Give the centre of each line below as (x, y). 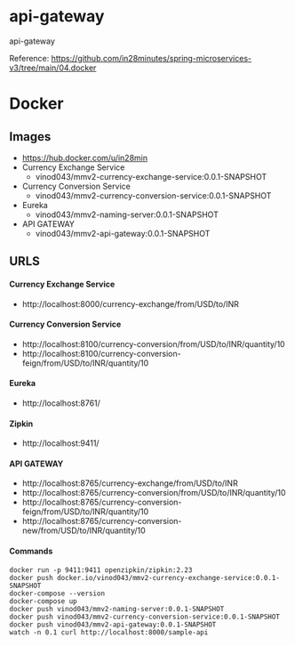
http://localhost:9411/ (60, 443)
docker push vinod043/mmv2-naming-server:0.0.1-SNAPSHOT (117, 609)
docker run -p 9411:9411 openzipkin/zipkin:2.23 (101, 570)
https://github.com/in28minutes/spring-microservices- (151, 58)
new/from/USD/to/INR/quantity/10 (84, 530)
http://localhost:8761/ (61, 403)
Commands (31, 551)
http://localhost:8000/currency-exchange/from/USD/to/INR (131, 303)
